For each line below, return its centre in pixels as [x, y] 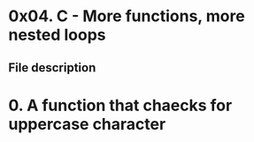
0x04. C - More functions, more [127, 16]
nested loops [57, 35]
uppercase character [87, 124]
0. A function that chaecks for [120, 105]
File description [52, 67]
